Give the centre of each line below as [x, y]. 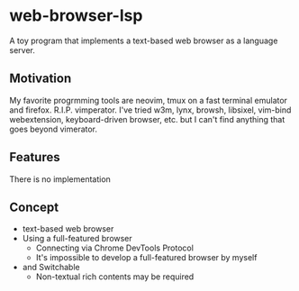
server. [23, 50]
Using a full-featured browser [77, 239]
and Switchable [51, 268]
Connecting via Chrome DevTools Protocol [114, 248]
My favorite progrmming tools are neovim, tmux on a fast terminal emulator [149, 100]
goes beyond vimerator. [53, 129]
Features [35, 157]
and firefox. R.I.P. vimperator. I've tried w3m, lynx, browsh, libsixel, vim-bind [150, 110]
